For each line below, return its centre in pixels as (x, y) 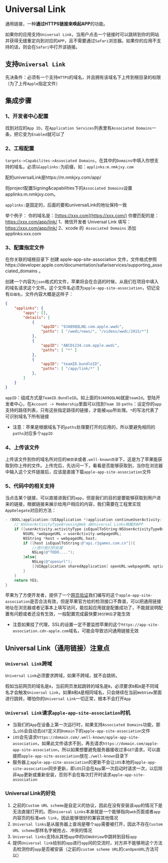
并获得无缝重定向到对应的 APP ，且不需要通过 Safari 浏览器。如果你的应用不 (81, 41)
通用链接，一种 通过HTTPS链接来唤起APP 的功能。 (56, 24)
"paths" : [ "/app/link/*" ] (70, 369)
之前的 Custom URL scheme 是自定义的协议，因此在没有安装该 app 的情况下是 (87, 805)
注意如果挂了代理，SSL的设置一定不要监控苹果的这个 (67, 625)
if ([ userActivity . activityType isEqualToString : (67, 529)
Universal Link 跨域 (29, 663)
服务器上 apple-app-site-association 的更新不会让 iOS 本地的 (73, 762)
